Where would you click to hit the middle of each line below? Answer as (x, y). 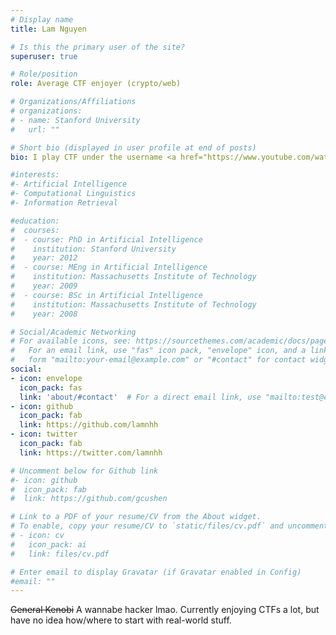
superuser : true (44, 56)
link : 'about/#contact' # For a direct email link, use (140, 397)
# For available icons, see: (71, 341)
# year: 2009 (44, 286)
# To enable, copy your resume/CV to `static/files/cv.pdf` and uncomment (169, 526)
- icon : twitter (44, 434)
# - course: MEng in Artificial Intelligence (109, 267)
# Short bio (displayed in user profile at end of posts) (133, 147)
